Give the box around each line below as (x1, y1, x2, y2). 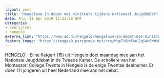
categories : (5, 20, 29, 26)
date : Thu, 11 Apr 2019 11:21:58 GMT (5, 16, 82, 21)
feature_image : (5, 39, 36, 44)
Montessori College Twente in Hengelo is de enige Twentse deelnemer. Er (5, 62, 154, 68)
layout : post (5, 7, 32, 12)
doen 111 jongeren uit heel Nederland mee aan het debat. (5, 67, 119, 73)
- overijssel (5, 25, 32, 30)
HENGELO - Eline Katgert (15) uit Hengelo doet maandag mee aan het (5, 52, 145, 58)
